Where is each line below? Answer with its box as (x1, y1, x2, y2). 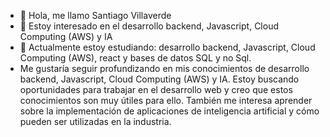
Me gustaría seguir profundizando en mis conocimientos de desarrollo (19, 63, 310, 74)
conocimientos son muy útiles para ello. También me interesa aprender (19, 95, 313, 106)
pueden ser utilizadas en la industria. (19, 116, 172, 127)
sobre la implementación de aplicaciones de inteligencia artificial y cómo (19, 105, 320, 117)
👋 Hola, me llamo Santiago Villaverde (19, 10, 172, 21)
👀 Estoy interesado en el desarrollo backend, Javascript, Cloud (19, 20, 279, 32)
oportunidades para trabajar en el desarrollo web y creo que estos (19, 84, 293, 95)
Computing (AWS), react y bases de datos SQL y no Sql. (19, 52, 252, 64)
